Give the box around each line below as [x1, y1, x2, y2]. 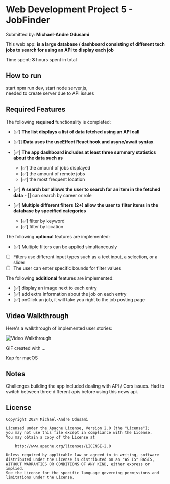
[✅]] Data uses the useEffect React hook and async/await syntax [13, 139, 154, 145]
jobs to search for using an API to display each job [6, 46, 114, 53]
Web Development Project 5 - [6, 4, 133, 15]
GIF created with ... [6, 345, 46, 351]
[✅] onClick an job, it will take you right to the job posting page [13, 296, 145, 302]
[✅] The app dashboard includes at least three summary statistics [13, 149, 156, 155]
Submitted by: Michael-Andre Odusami [6, 31, 90, 37]
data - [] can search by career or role [13, 192, 92, 198]
